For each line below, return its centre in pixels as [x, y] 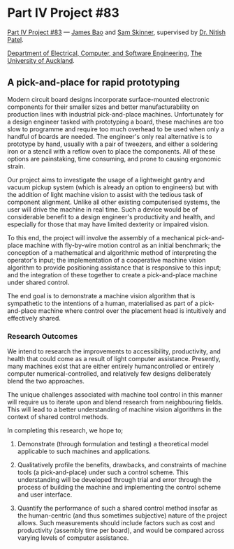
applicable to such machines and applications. [84, 451]
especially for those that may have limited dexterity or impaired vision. [108, 224]
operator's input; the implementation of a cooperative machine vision [107, 260]
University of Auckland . [41, 60]
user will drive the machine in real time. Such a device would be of [103, 209]
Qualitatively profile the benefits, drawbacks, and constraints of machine [122, 465]
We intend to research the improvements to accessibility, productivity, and [114, 351]
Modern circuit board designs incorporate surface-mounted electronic [108, 99]
